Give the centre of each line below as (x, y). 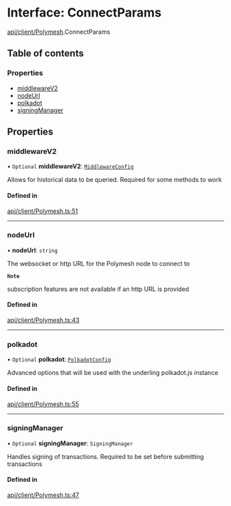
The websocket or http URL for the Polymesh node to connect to (99, 263)
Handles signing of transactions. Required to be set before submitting (106, 456)
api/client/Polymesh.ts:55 (43, 404)
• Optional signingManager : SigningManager (70, 443)
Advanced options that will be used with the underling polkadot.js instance (113, 373)
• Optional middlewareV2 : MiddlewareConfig (70, 166)
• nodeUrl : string (33, 250)
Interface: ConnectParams (84, 13)
